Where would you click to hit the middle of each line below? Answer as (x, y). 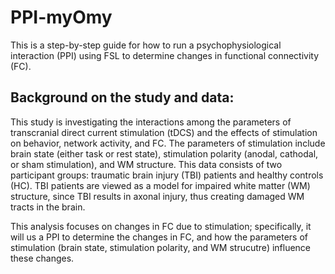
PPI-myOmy (61, 17)
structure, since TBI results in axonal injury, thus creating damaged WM (157, 196)
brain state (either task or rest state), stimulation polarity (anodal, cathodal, (164, 153)
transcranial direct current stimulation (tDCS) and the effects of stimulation (164, 132)
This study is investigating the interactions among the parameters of (151, 122)
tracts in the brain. (48, 207)
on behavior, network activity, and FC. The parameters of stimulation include (168, 143)
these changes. (42, 258)
